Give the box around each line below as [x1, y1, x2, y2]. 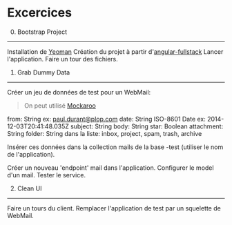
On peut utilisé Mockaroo [23, 101, 97, 110]
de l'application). [7, 150, 55, 158]
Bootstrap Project [17, 28, 68, 36]
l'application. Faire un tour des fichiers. [7, 55, 119, 63]
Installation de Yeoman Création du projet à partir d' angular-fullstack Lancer [7, 47, 224, 56]
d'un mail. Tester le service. [7, 170, 86, 179]
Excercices [7, 5, 72, 21]
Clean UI [17, 184, 42, 193]
